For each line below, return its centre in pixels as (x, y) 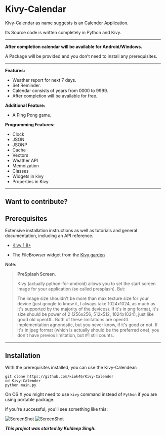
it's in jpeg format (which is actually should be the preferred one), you (88, 330)
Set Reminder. (26, 85)
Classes (20, 171)
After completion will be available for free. (55, 96)
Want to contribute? (37, 202)
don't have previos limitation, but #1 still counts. (66, 336)
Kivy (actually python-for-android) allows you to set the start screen (86, 284)
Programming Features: (30, 124)
